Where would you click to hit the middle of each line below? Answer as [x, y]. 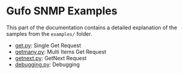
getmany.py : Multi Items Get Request [61, 51]
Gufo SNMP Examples [62, 11]
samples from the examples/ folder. [49, 33]
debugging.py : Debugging [47, 64]
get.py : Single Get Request [48, 45]
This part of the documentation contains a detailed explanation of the [92, 27]
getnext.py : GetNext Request [51, 58]
